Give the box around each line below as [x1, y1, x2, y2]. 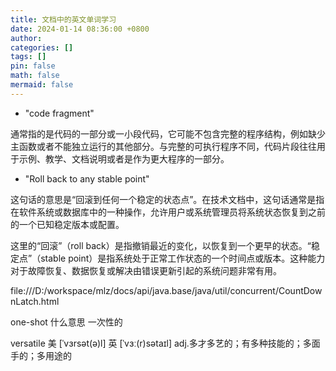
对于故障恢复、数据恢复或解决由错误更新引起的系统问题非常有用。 [10, 264, 282, 276]
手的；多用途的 [10, 349, 72, 361]
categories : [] [10, 42, 74, 53]
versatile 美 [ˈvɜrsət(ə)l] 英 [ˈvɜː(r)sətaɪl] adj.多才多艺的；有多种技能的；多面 [10, 337, 321, 349]
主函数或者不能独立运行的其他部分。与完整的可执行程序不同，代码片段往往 [10, 140, 317, 152]
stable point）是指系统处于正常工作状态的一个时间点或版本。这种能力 [40, 252, 326, 264]
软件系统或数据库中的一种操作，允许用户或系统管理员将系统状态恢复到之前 [18, 206, 326, 218]
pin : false [10, 61, 56, 71]
